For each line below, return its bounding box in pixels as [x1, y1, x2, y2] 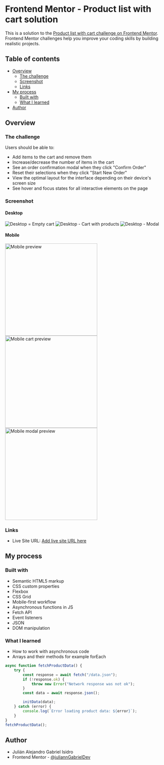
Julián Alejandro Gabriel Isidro [12, 749, 74, 755]
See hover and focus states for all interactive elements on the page [12, 185, 148, 191]
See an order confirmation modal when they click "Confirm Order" [12, 165, 146, 171]
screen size [12, 180, 36, 186]
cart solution [5, 14, 58, 25]
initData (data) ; [23, 700, 56, 705]
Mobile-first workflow [12, 599, 56, 605]
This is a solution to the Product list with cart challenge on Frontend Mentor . [5, 30, 159, 36]
